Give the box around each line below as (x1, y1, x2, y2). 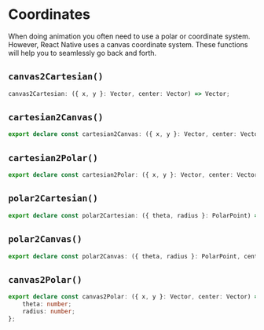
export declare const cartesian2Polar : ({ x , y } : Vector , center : (8, 171, 234, 179)
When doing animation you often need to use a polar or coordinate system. (8, 31, 251, 41)
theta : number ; (22, 300, 72, 308)
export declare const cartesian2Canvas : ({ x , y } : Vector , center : (8, 130, 237, 138)
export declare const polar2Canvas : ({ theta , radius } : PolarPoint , (8, 252, 241, 260)
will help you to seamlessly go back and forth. (8, 48, 157, 57)
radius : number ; (22, 307, 76, 315)
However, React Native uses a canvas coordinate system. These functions (8, 39, 248, 49)
